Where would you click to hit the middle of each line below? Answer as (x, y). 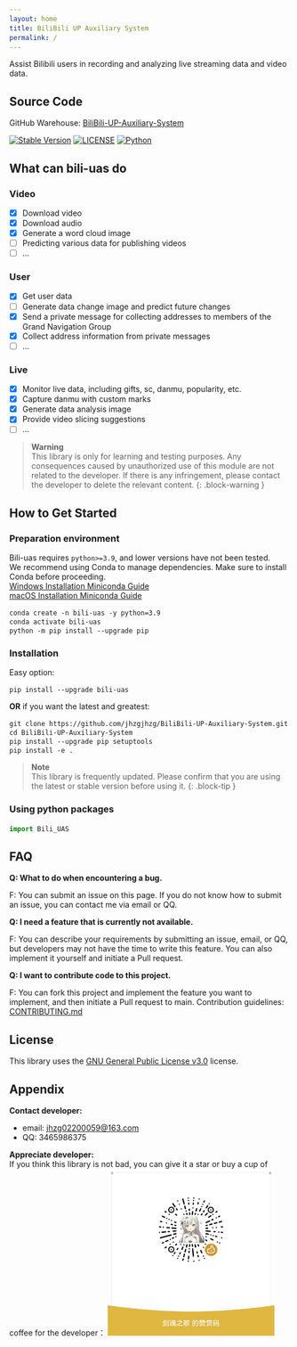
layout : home (33, 19)
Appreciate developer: (52, 1155)
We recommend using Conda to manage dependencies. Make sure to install (148, 567)
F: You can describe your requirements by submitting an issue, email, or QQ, (149, 939)
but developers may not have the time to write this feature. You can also (141, 949)
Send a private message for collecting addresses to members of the (147, 316)
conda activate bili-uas (55, 622)
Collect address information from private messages (116, 336)
